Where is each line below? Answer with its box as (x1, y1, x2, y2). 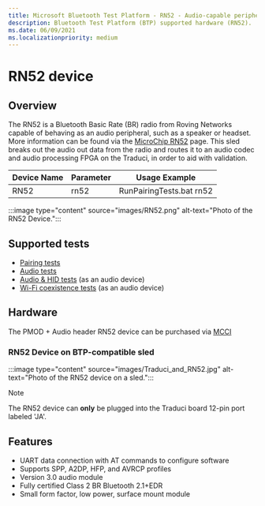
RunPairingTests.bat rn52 (118, 186, 213, 197)
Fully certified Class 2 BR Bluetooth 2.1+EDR (19, 481, 163, 490)
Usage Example (136, 172, 196, 183)
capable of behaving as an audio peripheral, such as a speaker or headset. (8, 128, 252, 138)
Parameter (70, 172, 112, 183)
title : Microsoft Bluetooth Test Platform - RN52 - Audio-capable (8, 11, 231, 20)
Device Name (12, 172, 64, 183)
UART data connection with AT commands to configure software (19, 455, 230, 465)
